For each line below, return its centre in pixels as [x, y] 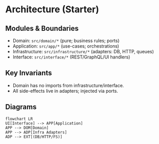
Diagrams [21, 107]
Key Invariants [29, 73]
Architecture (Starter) [52, 9]
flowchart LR [19, 119]
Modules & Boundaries [42, 28]
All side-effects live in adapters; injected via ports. [65, 91]
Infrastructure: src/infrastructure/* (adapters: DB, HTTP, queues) [83, 52]
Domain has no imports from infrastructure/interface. [68, 85]
